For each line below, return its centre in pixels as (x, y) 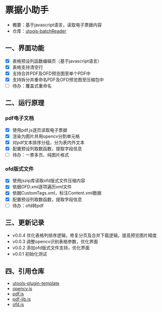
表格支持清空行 (27, 67)
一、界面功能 (25, 48)
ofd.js (18, 305)
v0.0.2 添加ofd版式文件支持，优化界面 (51, 248)
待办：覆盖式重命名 (32, 86)
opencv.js (22, 289)
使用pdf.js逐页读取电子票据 (40, 130)
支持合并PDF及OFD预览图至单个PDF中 (51, 73)
